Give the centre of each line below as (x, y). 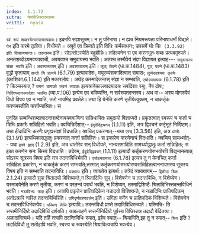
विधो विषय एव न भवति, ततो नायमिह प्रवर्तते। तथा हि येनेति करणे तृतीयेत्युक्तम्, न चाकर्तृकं (88, 100)
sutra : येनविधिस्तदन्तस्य (31, 17)
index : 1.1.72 (25, 12)
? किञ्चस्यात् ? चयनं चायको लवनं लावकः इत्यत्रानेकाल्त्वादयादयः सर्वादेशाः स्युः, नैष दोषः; (85, 86)
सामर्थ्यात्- (182, 138)
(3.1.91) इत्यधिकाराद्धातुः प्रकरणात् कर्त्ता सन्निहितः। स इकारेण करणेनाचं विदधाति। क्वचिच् (89, 138)
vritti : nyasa (25, 23)
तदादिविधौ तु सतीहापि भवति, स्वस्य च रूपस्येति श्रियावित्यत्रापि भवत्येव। (71, 225)
